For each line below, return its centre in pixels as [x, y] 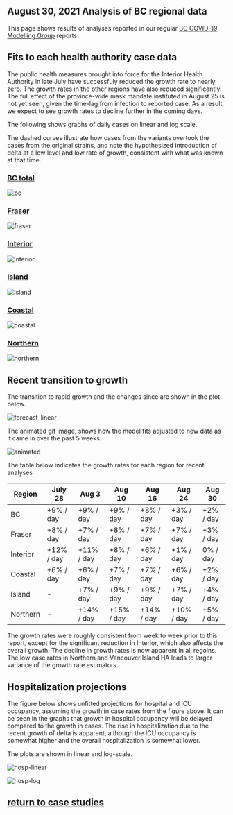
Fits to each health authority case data [92, 57]
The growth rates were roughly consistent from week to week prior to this [112, 636]
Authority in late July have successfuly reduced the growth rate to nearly [111, 81]
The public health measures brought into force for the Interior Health [105, 74]
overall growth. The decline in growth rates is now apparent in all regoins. [112, 651]
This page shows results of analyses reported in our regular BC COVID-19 [112, 28]
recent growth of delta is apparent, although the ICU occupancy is [102, 733]
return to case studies [56, 803]
